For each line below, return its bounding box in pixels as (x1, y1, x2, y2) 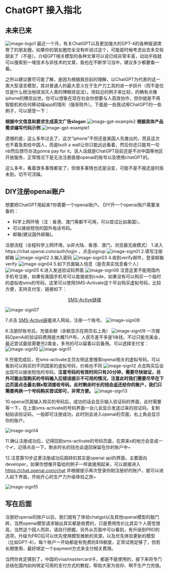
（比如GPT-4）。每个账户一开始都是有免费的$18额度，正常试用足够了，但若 (5, 539, 161, 545)
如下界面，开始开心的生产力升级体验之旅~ (9, 473, 97, 479)
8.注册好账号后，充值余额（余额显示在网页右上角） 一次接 (5, 328, 160, 334)
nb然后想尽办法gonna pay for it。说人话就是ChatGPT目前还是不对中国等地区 (5, 148, 163, 154)
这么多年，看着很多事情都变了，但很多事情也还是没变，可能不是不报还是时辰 (5, 165, 164, 171)
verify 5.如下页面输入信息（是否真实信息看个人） (5, 261, 141, 267)
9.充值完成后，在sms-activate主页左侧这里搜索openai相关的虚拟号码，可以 (5, 356, 160, 362)
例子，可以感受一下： (5, 108, 49, 114)
